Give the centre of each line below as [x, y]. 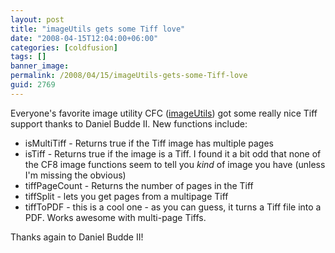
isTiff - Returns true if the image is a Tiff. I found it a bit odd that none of [173, 153]
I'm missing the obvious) [75, 175]
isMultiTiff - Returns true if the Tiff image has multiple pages [149, 143]
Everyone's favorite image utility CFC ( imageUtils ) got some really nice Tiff [164, 113]
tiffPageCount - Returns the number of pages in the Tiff [139, 185]
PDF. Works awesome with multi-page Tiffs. [115, 217]
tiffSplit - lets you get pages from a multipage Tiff [126, 196]
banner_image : [40, 66]
